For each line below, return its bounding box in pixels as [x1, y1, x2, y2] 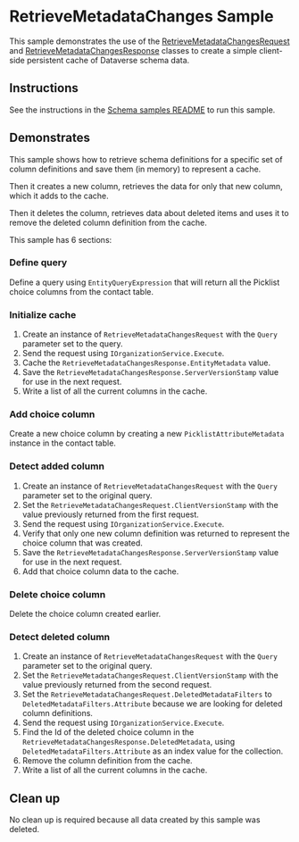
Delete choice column [9, 588, 106, 600]
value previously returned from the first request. [21, 509, 199, 520]
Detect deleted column [9, 630, 111, 643]
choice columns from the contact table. [9, 286, 154, 296]
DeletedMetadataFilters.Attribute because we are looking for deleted [21, 698, 283, 709]
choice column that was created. [21, 538, 143, 548]
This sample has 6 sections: [9, 234, 112, 245]
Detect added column [9, 460, 105, 472]
